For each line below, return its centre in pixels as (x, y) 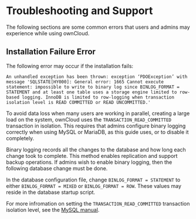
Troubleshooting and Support (80, 11)
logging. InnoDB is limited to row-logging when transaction (98, 97)
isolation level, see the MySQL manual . (53, 210)
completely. (20, 138)
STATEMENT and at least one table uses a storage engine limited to (92, 92)
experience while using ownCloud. (48, 33)
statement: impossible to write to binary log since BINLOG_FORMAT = (93, 87)
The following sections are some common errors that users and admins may (98, 27)
